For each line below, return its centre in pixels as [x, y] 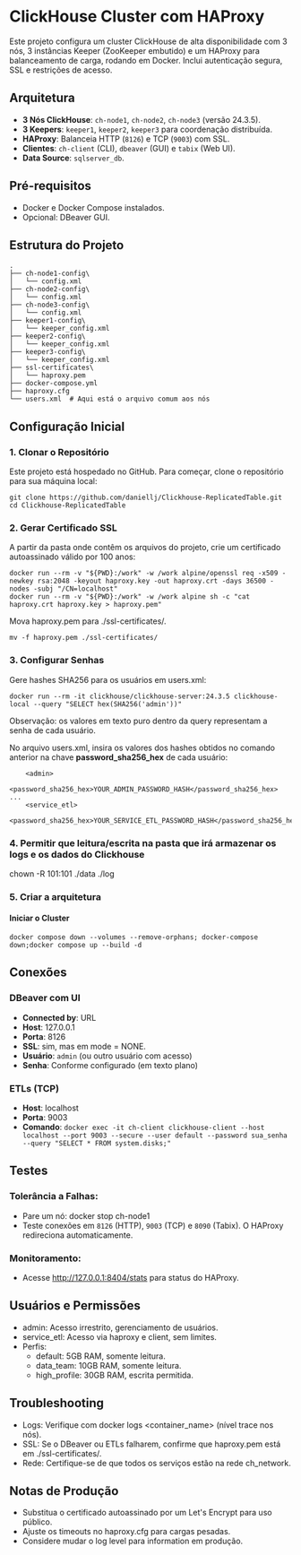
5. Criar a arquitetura [55, 896]
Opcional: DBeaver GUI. [66, 217]
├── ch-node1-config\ [50, 274]
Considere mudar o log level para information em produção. [133, 1541]
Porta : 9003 [45, 1118]
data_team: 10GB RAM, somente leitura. [108, 1365]
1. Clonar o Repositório [59, 452]
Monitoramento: [45, 1258]
